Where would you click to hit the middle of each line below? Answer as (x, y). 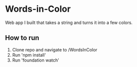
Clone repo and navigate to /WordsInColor (55, 49)
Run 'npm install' (29, 55)
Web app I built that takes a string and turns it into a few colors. (69, 22)
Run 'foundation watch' (36, 60)
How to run (22, 38)
